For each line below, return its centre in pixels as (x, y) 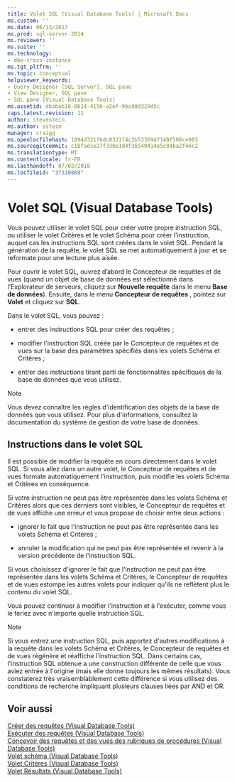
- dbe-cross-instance (39, 60)
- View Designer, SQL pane (47, 93)
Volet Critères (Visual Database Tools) (63, 764)
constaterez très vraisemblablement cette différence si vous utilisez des (112, 679)
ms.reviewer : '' (31, 41)
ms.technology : (30, 54)
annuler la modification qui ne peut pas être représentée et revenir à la (120, 548)
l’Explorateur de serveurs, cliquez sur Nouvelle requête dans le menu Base (117, 286)
